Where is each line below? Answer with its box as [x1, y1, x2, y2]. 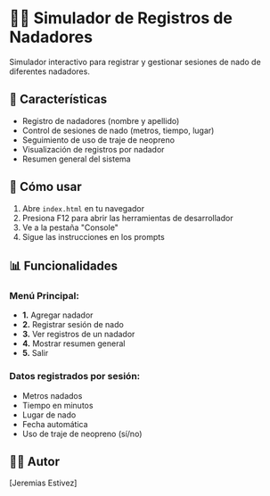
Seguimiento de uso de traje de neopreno [21, 134, 176, 145]
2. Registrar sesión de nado [21, 319, 125, 330]
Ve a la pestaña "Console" [21, 222, 119, 233]
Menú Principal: [9, 289, 80, 302]
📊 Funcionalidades [9, 258, 119, 273]
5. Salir [21, 348, 49, 359]
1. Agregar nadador [21, 310, 94, 320]
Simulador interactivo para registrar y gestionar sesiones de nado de [9, 56, 261, 67]
